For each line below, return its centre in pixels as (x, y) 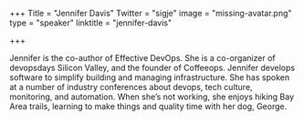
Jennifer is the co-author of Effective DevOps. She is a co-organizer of (142, 58)
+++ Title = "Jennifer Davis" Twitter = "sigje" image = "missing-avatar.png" (151, 13)
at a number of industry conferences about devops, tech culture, (131, 87)
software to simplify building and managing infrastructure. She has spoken (150, 77)
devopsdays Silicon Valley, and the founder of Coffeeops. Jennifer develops (152, 68)
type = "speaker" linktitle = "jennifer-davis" (90, 23)
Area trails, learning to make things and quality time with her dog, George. (148, 106)
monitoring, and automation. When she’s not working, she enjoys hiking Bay (152, 96)
